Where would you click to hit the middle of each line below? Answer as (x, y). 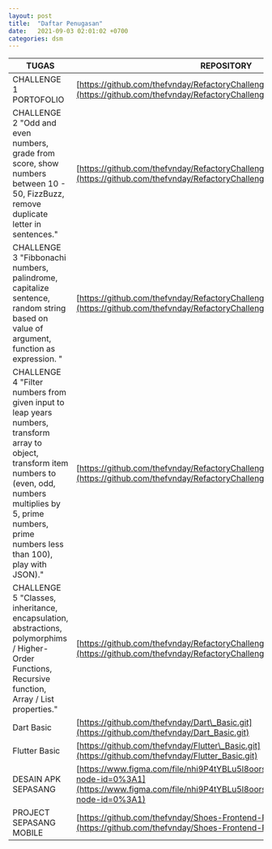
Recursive (32, 679)
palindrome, (35, 278)
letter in (27, 224)
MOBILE (28, 833)
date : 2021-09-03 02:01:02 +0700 (68, 31)
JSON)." (28, 574)
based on (30, 318)
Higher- (33, 649)
